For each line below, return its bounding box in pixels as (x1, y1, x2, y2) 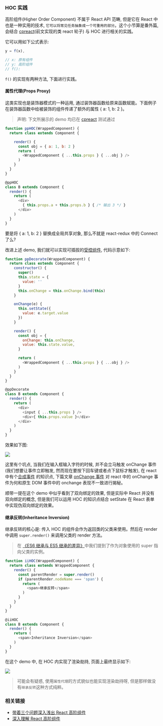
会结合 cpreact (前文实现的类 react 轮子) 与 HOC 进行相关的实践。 (5, 28, 136, 35)
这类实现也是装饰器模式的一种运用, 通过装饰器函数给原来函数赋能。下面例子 (5, 100, 157, 105)
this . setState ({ (18, 306, 51, 311)
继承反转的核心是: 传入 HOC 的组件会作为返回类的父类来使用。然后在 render (5, 526, 158, 532)
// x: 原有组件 (5, 58, 33, 62)
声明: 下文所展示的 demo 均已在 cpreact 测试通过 (17, 116, 115, 122)
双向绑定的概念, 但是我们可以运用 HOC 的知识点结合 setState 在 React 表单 (5, 497, 155, 502)
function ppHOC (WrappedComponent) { (5, 126, 79, 131)
